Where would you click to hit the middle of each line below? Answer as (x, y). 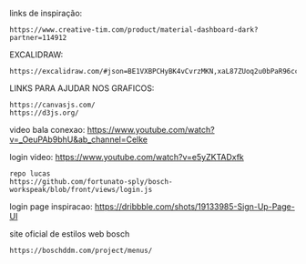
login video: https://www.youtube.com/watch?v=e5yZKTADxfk (127, 157)
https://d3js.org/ (44, 113)
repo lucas (30, 174)
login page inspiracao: (51, 207)
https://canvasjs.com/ (52, 105)
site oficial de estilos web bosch (70, 234)
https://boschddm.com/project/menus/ (81, 250)
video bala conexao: (47, 130)
